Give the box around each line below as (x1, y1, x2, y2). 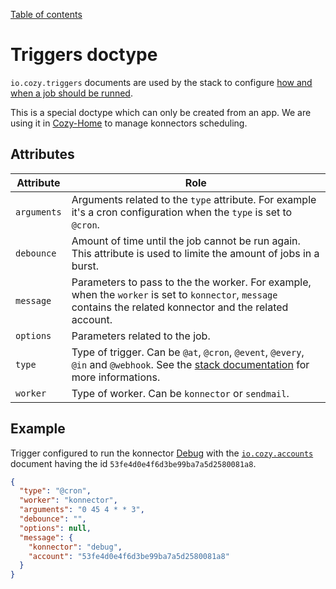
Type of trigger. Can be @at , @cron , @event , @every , (71, 345, 305, 359)
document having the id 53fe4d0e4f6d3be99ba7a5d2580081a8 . (10, 457, 257, 469)
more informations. (71, 370, 161, 384)
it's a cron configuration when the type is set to (71, 205, 293, 219)
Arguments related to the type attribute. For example (71, 192, 317, 206)
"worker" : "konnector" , (19, 495, 118, 506)
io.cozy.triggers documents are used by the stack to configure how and (10, 76, 313, 88)
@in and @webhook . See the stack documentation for (71, 357, 310, 371)
